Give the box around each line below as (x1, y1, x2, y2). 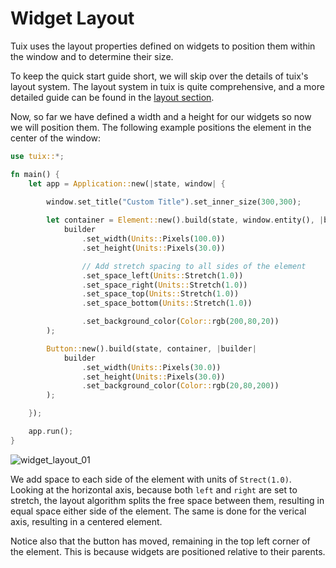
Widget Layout (10, 7, 135, 30)
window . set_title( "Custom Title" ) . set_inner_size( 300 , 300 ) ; (46, 197, 302, 207)
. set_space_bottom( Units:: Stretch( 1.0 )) (81, 298, 253, 309)
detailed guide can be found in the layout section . (10, 91, 215, 103)
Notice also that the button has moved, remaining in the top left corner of (10, 535, 311, 547)
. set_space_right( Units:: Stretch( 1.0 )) (81, 280, 248, 290)
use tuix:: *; (10, 151, 65, 161)
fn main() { (10, 169, 60, 179)
